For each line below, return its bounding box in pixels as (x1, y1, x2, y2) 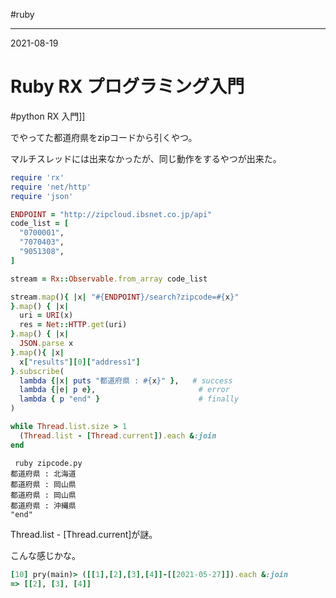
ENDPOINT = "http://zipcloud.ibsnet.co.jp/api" (10, 209, 213, 219)
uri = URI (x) (19, 310, 74, 321)
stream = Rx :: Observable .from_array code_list (10, 274, 208, 284)
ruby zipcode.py (14, 458, 83, 468)
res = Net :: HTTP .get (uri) (19, 320, 128, 330)
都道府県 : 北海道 (10, 469, 77, 479)
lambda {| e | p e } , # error (19, 385, 230, 395)
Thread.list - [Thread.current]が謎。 (10, 528, 158, 540)
